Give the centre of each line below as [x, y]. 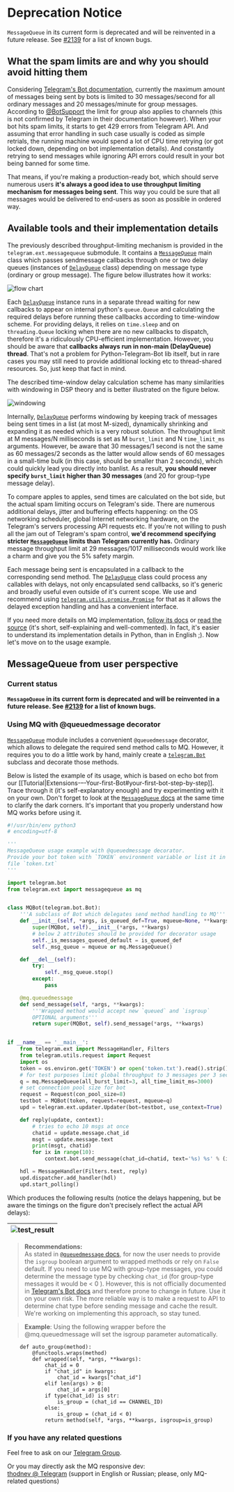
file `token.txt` [32, 863]
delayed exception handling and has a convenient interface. [93, 606]
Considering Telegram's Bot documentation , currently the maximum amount [116, 89]
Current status [32, 683]
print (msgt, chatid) [62, 1146]
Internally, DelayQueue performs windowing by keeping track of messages [112, 416]
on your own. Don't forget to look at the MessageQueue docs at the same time [116, 798]
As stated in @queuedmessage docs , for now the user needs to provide [122, 1254]
